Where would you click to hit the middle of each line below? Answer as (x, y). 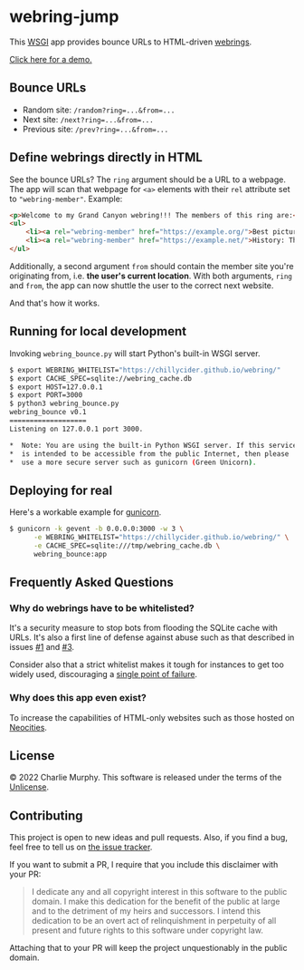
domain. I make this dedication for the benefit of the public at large (156, 902)
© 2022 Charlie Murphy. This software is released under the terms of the (146, 778)
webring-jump (64, 17)
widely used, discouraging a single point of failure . (103, 674)
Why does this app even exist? (78, 698)
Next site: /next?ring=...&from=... (88, 119)
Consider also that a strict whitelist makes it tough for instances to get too (147, 664)
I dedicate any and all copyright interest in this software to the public (159, 892)
